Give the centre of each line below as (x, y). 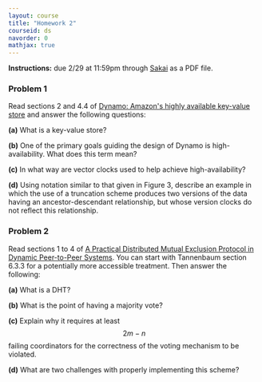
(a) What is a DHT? (40, 289)
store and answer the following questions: (77, 115)
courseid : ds (30, 30)
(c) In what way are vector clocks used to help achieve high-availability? (127, 169)
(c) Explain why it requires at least (64, 320)
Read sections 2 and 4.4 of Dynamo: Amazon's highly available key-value (129, 106)
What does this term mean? (92, 154)
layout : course (34, 16)
